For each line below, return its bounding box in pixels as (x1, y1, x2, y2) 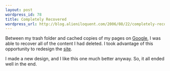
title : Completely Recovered (5, 17, 67, 22)
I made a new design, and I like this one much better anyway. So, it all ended (5, 56, 164, 62)
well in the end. (5, 61, 37, 67)
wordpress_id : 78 (5, 12, 42, 17)
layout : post (5, 7, 33, 13)
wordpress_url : (5, 21, 37, 27)
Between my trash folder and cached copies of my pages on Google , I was (5, 35, 161, 41)
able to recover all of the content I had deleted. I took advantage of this (5, 41, 153, 47)
